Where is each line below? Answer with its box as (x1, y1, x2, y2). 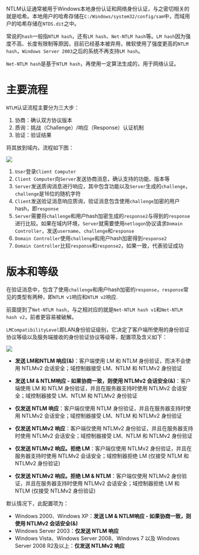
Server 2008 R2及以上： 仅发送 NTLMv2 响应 (14, 542, 125, 549)
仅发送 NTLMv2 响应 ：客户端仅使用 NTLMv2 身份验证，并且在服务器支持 (14, 424, 194, 432)
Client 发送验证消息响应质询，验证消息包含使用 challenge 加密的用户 (14, 197, 180, 204)
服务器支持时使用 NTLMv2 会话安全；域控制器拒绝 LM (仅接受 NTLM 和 (14, 452, 189, 459)
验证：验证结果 (14, 131, 52, 138)
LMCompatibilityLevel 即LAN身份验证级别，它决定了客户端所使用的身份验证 (6, 326, 190, 333)
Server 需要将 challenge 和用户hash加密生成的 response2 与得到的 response (14, 212, 190, 219)
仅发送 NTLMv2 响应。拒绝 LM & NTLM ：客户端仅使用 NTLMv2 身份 (14, 472, 182, 480)
